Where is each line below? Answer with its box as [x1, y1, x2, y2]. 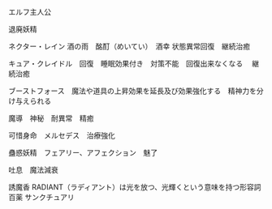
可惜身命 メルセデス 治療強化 [8, 130, 115, 140]
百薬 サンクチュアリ [8, 193, 75, 202]
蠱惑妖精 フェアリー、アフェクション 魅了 [8, 148, 158, 157]
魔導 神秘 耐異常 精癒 [8, 113, 94, 123]
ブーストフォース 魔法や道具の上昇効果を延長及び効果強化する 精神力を [8, 86, 257, 96]
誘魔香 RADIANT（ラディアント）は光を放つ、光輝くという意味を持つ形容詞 [8, 182, 261, 192]
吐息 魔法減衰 [8, 165, 58, 174]
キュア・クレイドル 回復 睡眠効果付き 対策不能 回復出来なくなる [8, 59, 244, 68]
